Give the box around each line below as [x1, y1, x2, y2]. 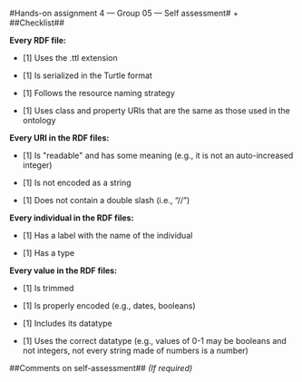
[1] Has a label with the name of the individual [22, 230, 193, 240]
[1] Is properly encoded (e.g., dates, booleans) [22, 300, 197, 311]
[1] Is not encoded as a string [22, 177, 132, 188]
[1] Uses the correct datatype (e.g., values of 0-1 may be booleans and [22, 336, 287, 346]
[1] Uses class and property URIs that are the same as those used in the [22, 105, 290, 116]
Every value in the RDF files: [9, 265, 118, 276]
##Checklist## [9, 17, 65, 28]
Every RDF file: [9, 35, 66, 45]
